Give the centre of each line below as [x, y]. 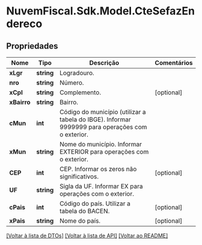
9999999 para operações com [103, 127]
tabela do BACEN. [84, 211]
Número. [72, 83]
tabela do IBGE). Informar [95, 119]
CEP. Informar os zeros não [98, 169]
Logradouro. [77, 73]
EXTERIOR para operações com [104, 152]
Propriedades [32, 46]
